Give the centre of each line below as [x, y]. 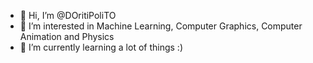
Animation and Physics [67, 36]
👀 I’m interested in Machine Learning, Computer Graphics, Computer [161, 26]
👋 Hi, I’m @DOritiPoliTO [68, 15]
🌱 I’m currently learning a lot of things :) [101, 47]
